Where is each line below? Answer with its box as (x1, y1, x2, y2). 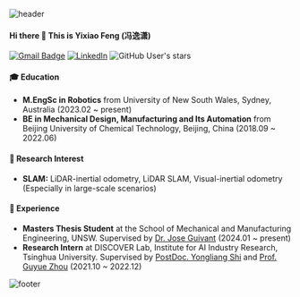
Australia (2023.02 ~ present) (21, 104, 133, 115)
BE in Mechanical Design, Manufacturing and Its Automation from (21, 114, 271, 124)
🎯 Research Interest (9, 153, 84, 164)
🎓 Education (9, 72, 60, 82)
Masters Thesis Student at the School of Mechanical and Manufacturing (21, 223, 292, 233)
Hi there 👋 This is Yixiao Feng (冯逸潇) (9, 30, 151, 40)
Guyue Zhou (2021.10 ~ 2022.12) (21, 260, 142, 272)
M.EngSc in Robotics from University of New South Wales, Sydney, (21, 95, 271, 106)
